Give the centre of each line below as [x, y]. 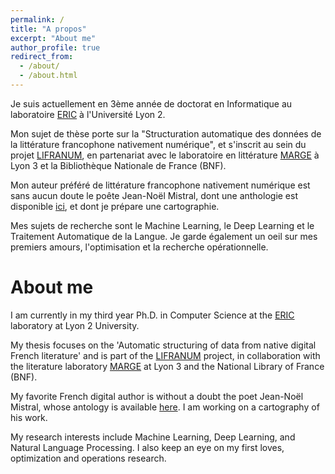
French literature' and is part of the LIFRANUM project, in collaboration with [165, 355]
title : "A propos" [48, 29]
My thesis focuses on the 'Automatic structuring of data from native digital [163, 345]
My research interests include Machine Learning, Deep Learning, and [153, 437]
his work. [29, 417]
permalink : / [37, 19]
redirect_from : [42, 57]
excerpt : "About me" [53, 38]
